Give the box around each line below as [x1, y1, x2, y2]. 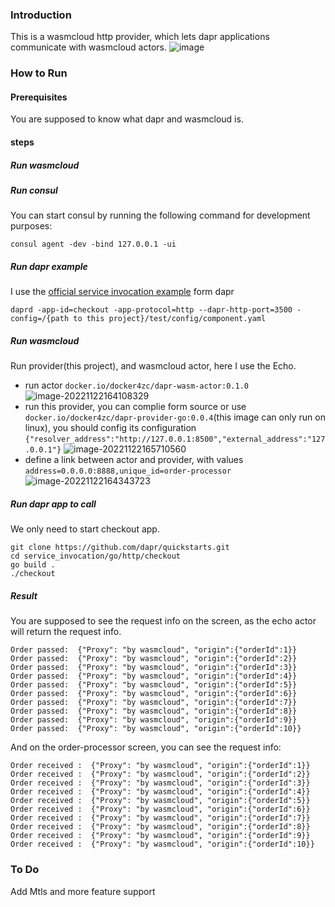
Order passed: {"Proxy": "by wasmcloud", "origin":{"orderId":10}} [10, 724, 302, 734]
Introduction [10, 8, 72, 22]
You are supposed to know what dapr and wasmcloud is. [10, 113, 244, 125]
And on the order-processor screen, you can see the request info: [10, 741, 282, 753]
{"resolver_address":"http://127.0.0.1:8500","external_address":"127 [24, 434, 326, 445]
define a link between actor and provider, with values [24, 454, 244, 466]
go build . [10, 560, 56, 570]
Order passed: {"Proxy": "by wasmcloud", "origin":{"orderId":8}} [10, 706, 298, 717]
